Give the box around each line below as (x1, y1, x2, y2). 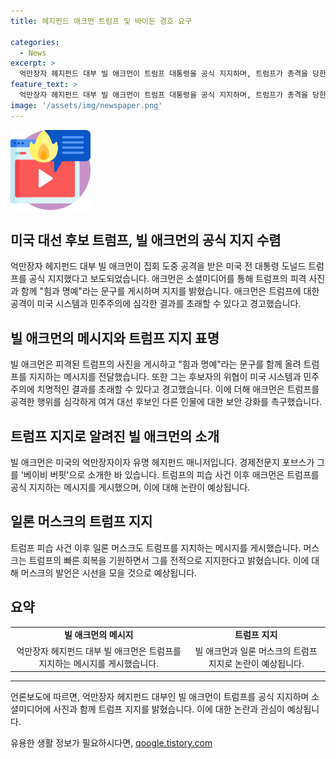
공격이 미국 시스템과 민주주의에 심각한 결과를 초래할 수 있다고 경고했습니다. (10, 298, 302, 310)
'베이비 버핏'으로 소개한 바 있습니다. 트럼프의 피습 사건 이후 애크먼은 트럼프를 (20, 469, 320, 481)
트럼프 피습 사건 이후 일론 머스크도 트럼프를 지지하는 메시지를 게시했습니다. (10, 541, 302, 554)
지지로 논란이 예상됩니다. (208, 657, 305, 669)
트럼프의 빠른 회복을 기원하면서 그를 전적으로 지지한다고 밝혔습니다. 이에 (28, 554, 310, 566)
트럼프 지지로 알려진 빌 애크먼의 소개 (10, 428, 220, 445)
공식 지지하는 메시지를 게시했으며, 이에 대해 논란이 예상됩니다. (10, 481, 251, 494)
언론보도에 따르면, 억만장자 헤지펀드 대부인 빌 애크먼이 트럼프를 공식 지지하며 (10, 691, 310, 703)
